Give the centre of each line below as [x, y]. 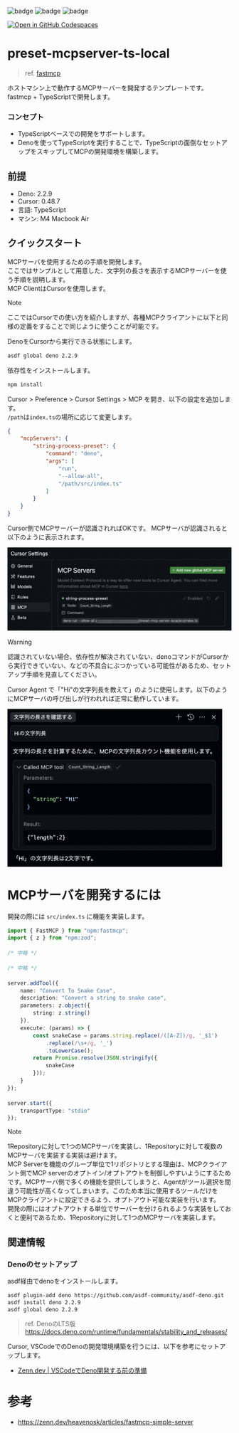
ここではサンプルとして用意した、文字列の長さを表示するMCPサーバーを [114, 270]
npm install [25, 384]
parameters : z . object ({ [55, 1006]
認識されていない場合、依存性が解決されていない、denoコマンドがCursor [115, 656]
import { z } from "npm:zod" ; [52, 938]
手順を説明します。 [41, 279]
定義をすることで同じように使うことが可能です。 [91, 326]
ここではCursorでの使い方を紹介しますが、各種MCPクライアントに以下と [115, 317]
